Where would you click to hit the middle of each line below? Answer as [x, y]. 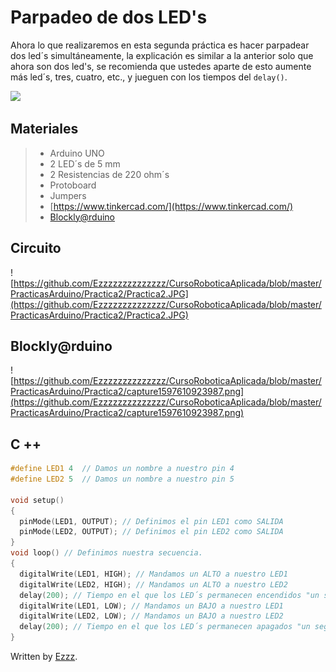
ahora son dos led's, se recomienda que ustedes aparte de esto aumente [161, 66]
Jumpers [68, 195]
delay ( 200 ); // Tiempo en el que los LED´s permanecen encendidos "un [169, 595]
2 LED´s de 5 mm [85, 163]
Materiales [44, 129]
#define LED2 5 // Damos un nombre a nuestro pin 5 [122, 479]
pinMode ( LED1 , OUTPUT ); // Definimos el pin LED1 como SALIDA [151, 521]
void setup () [37, 500]
